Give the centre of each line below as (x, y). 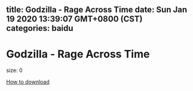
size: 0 (14, 70)
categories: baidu (40, 28)
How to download (28, 82)
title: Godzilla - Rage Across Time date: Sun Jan (97, 10)
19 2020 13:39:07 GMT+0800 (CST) (74, 19)
